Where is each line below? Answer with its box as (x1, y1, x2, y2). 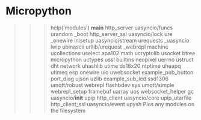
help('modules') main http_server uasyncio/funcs (50, 24, 173, 31)
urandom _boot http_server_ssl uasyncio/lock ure (50, 30, 173, 37)
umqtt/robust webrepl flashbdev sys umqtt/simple (50, 81, 175, 88)
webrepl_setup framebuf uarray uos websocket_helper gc (50, 88, 194, 95)
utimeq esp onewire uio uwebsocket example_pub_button (50, 68, 194, 76)
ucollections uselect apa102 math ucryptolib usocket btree (50, 49, 196, 56)
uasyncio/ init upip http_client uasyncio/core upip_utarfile (50, 94, 192, 101)
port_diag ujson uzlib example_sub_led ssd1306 (50, 75, 169, 82)
